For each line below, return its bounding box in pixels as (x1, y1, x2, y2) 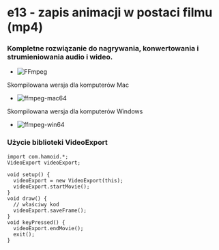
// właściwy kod (13, 201, 59, 208)
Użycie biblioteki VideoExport (7, 138, 108, 148)
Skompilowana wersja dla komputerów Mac (7, 81, 130, 89)
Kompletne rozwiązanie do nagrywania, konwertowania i (7, 44, 199, 53)
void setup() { (7, 171, 50, 178)
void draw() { (7, 195, 48, 202)
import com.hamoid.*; (7, 153, 69, 160)
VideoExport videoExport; (7, 159, 81, 166)
